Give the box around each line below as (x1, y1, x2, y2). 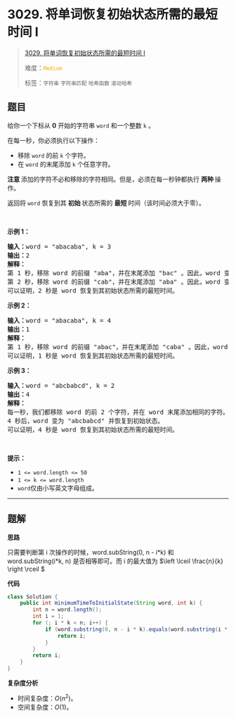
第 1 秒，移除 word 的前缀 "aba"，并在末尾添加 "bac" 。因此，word (7, 269, 221, 277)
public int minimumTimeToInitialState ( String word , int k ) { (20, 600, 202, 607)
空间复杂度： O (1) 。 (17, 703, 73, 711)
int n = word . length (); (32, 606, 102, 613)
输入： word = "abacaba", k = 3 (7, 242, 111, 251)
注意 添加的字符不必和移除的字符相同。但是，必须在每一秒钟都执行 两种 (7, 175, 214, 183)
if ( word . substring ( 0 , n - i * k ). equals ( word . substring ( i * (44, 626, 228, 633)
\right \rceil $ (7, 565, 46, 573)
